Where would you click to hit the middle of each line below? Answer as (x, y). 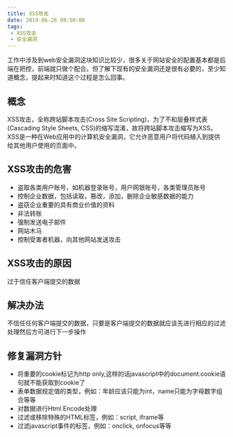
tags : (15, 26)
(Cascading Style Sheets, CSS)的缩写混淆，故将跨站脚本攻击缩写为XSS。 (112, 128)
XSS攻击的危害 (39, 170)
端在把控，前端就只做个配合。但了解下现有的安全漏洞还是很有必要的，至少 (113, 69)
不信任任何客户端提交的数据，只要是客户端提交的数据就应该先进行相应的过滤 (116, 323)
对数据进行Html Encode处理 (57, 409)
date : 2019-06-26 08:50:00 (46, 20)
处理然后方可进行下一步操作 (47, 332)
